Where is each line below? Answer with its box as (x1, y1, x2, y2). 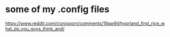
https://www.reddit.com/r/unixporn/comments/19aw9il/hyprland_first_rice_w (5, 20, 165, 26)
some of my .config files (5, 4, 110, 15)
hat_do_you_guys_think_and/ (5, 25, 65, 31)
